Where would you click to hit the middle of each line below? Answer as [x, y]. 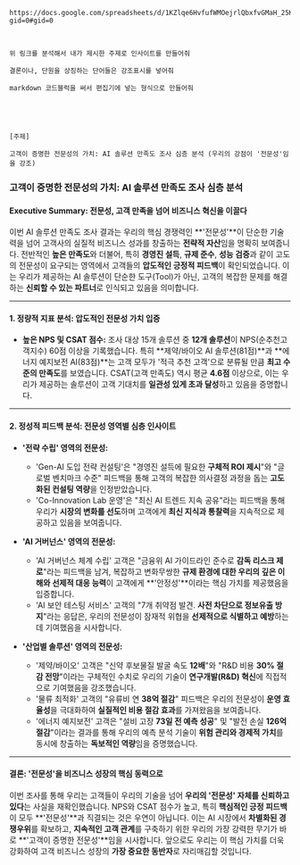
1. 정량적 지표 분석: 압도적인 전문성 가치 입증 [85, 318]
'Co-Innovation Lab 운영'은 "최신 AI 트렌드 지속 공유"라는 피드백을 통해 [160, 500]
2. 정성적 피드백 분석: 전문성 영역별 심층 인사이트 [93, 426]
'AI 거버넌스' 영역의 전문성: [69, 541]
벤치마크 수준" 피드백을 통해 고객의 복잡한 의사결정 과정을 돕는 [160, 478]
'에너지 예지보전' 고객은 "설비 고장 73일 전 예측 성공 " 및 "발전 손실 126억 [161, 721]
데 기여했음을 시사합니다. [79, 627]
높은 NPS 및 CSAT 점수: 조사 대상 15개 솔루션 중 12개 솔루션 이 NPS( [140, 340]
